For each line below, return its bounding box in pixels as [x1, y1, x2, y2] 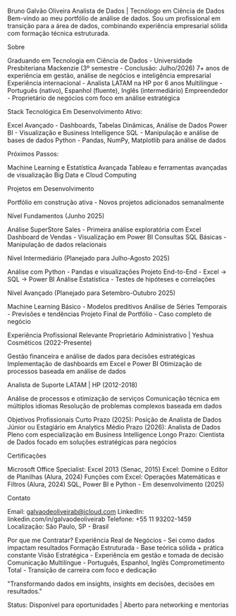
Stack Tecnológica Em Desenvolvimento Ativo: [7, 108, 142, 115]
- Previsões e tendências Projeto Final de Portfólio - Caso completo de [7, 310, 212, 318]
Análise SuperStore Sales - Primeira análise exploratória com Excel [7, 225, 201, 234]
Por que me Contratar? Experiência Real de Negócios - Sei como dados [7, 536, 215, 544]
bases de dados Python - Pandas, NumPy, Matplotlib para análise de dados [7, 136, 227, 144]
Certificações [7, 451, 47, 460]
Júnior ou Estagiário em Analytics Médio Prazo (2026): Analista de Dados [7, 423, 221, 431]
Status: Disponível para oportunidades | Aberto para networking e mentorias [7, 601, 229, 609]
